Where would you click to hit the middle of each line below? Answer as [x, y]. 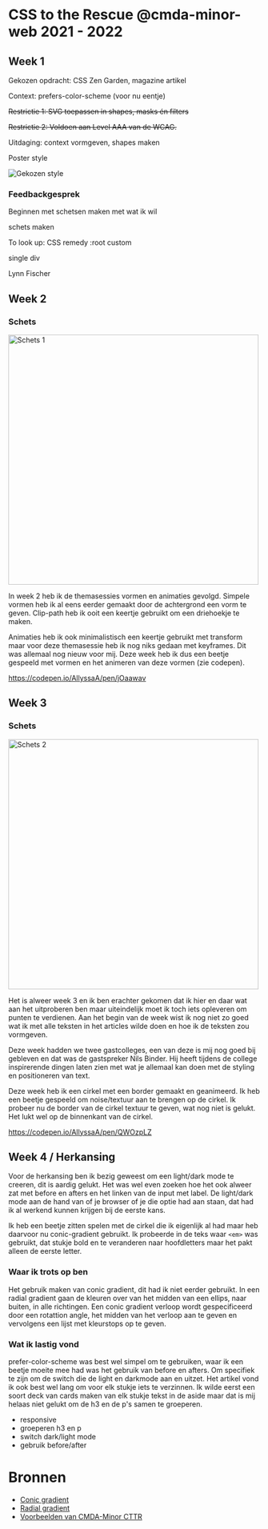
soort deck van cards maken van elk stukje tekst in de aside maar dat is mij [132, 1396]
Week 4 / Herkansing [62, 1157]
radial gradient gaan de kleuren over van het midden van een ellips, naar [128, 1298]
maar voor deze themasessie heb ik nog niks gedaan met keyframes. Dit [127, 645]
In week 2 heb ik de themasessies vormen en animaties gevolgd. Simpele [129, 596]
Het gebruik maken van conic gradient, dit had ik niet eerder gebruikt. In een [134, 1289]
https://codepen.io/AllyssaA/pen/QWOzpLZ [80, 1132]
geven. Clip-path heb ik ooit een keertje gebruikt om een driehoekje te [124, 613]
